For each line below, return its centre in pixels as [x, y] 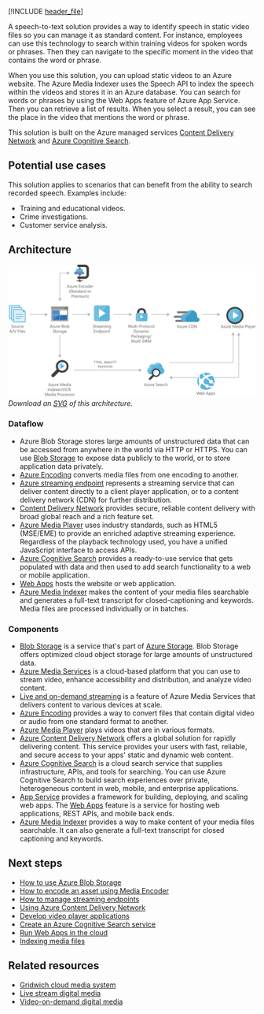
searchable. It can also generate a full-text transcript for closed [122, 830]
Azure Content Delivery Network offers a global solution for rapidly [128, 738]
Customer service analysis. [64, 225]
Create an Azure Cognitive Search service [88, 924]
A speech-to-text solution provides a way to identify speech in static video [129, 26]
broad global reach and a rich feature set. [87, 516]
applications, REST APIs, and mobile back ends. [97, 813]
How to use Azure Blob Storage [70, 882]
